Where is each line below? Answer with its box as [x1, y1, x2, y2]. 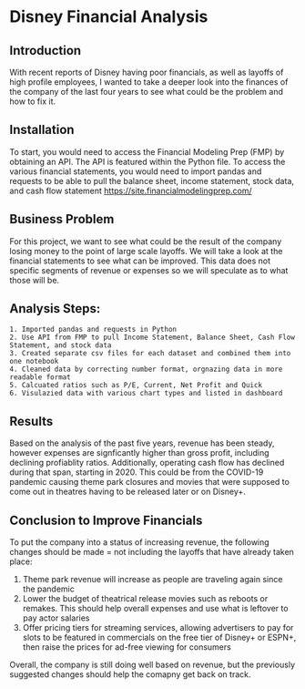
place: [9, 556, 34, 567]
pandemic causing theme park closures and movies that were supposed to [9, 477, 290, 488]
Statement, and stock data [9, 341, 112, 350]
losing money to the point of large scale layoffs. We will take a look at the [9, 245, 283, 256]
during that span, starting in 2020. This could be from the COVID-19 [9, 467, 264, 478]
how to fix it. [9, 96, 56, 107]
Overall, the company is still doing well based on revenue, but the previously [9, 659, 296, 671]
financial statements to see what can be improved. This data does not [9, 255, 271, 266]
